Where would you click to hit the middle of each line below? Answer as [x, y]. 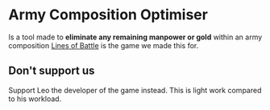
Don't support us [52, 71]
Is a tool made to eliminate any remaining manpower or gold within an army [135, 37]
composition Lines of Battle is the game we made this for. [104, 45]
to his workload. [35, 99]
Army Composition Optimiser [108, 15]
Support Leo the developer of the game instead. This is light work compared [135, 90]
